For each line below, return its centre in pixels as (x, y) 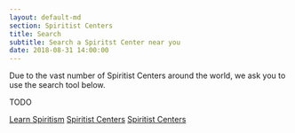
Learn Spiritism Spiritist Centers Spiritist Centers (98, 120)
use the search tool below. (57, 85)
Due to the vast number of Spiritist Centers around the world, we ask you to (147, 75)
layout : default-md (45, 17)
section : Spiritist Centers (61, 26)
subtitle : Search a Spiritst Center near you (95, 42)
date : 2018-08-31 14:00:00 (59, 51)
